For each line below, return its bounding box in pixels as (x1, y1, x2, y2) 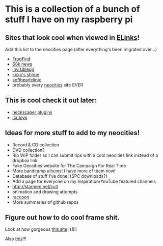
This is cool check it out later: (5, 96, 97, 105)
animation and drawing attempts (12, 189, 78, 194)
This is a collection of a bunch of (5, 3, 140, 15)
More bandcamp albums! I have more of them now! (12, 168, 116, 174)
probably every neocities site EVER (12, 82, 83, 88)
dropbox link (12, 157, 38, 163)
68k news (12, 61, 32, 67)
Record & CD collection (12, 141, 59, 148)
